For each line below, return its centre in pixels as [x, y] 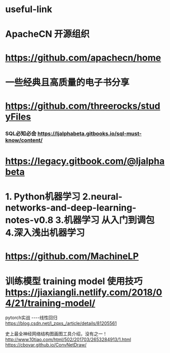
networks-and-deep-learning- [71, 208]
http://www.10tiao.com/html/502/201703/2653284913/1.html [68, 340]
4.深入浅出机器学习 [45, 233]
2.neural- [102, 197]
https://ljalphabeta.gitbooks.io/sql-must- [89, 133]
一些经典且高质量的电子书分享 [68, 82]
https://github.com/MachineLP [72, 256]
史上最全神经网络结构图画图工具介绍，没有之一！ [56, 334]
